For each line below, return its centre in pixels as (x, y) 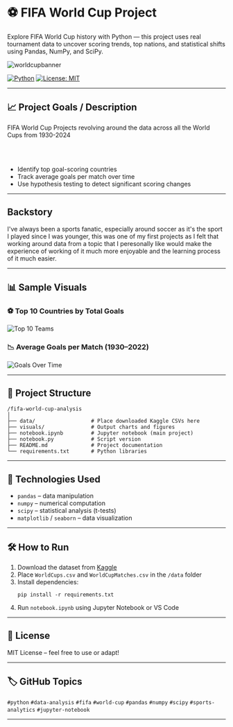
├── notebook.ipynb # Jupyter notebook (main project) (101, 433)
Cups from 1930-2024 (39, 134)
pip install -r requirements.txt (66, 595)
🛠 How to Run (38, 547)
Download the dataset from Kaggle (67, 567)
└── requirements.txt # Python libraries (77, 452)
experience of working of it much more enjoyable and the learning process (114, 251)
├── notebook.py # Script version (74, 439)
